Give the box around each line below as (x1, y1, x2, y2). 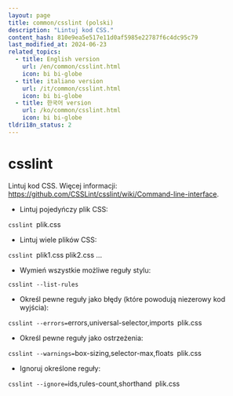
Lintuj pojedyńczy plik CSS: (19, 204, 108, 214)
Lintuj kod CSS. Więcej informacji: (8, 181, 118, 190)
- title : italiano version (15, 77, 104, 85)
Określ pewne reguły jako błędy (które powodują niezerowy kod (19, 294, 226, 303)
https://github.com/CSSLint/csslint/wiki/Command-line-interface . (8, 189, 220, 199)
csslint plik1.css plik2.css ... (8, 250, 103, 259)
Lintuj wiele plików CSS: (19, 235, 97, 244)
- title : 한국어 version (15, 99, 92, 107)
